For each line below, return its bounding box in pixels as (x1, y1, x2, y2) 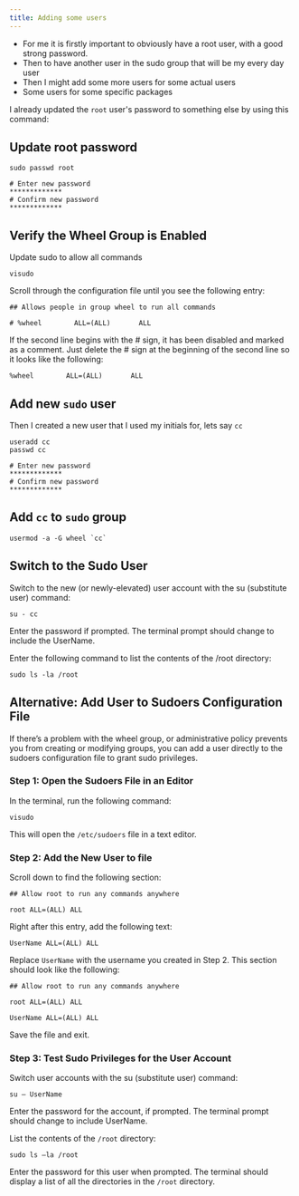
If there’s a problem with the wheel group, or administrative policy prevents (9, 733, 288, 744)
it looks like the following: (9, 354, 104, 365)
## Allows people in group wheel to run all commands (9, 303, 217, 313)
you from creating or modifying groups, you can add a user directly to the (9, 742, 283, 753)
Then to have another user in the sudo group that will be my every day (22, 57, 285, 68)
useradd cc (9, 438, 51, 447)
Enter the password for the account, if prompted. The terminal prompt (9, 1106, 269, 1117)
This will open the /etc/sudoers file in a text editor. (9, 828, 197, 839)
